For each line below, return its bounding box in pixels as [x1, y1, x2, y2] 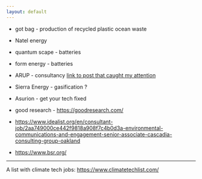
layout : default [6, 8, 47, 15]
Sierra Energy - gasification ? [14, 83, 88, 90]
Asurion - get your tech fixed [14, 95, 87, 102]
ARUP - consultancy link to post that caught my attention [14, 71, 156, 78]
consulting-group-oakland [14, 137, 81, 144]
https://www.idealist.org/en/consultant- [14, 118, 113, 125]
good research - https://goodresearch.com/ [14, 106, 124, 114]
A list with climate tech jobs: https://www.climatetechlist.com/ [6, 166, 159, 173]
